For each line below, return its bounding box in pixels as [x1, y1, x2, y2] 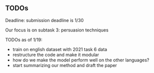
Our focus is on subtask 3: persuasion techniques [5, 27, 109, 33]
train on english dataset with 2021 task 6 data [12, 46, 108, 52]
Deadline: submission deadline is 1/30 [5, 17, 84, 23]
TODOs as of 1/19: [5, 36, 43, 42]
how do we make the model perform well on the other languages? [12, 57, 149, 63]
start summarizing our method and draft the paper [12, 62, 117, 68]
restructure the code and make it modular [12, 51, 99, 57]
